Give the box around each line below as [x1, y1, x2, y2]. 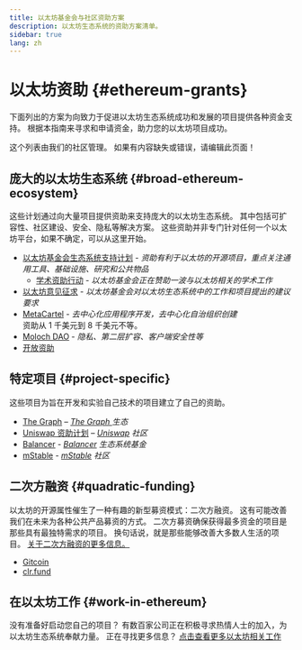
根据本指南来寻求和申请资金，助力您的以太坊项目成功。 [26, 123, 232, 133]
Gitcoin [22, 556, 49, 567]
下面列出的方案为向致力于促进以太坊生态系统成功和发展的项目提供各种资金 [9, 112, 285, 123]
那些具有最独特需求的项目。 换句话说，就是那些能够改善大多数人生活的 [9, 526, 271, 537]
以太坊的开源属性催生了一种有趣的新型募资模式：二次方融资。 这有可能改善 [9, 504, 288, 515]
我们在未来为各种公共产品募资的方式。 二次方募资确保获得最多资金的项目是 [9, 516, 288, 526]
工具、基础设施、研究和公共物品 [30, 263, 149, 274]
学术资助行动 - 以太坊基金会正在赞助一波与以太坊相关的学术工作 [35, 275, 272, 285]
